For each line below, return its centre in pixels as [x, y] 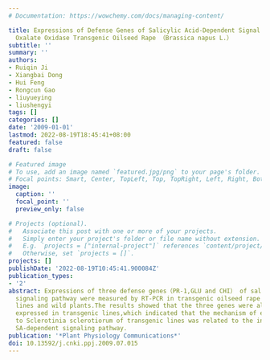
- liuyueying [30, 97]
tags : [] [23, 112]
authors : [23, 60]
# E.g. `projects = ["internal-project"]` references [104, 246]
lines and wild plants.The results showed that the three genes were [134, 306]
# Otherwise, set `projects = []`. [72, 254]
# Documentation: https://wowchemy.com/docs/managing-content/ [117, 16]
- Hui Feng [27, 82]
